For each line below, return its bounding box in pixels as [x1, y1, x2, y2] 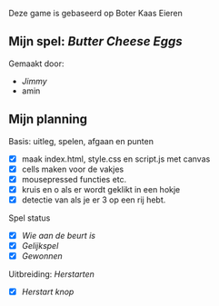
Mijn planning [8, 112, 88, 127]
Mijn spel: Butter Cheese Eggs [8, 34, 183, 49]
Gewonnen [21, 251, 63, 262]
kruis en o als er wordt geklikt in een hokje [21, 183, 181, 194]
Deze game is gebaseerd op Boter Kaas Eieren [8, 8, 183, 18]
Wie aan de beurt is [21, 230, 96, 241]
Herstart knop [21, 286, 75, 298]
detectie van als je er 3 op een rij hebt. [21, 194, 166, 205]
